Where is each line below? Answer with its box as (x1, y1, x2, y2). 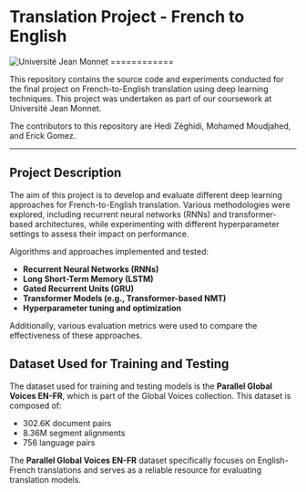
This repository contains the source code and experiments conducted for (9, 73, 284, 84)
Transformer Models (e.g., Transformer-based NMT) (22, 292, 227, 303)
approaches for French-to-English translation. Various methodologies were (9, 199, 291, 210)
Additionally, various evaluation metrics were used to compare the (9, 319, 258, 330)
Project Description (9, 165, 122, 181)
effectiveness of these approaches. (9, 330, 143, 340)
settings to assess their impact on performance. (9, 228, 189, 239)
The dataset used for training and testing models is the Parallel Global (9, 381, 273, 392)
